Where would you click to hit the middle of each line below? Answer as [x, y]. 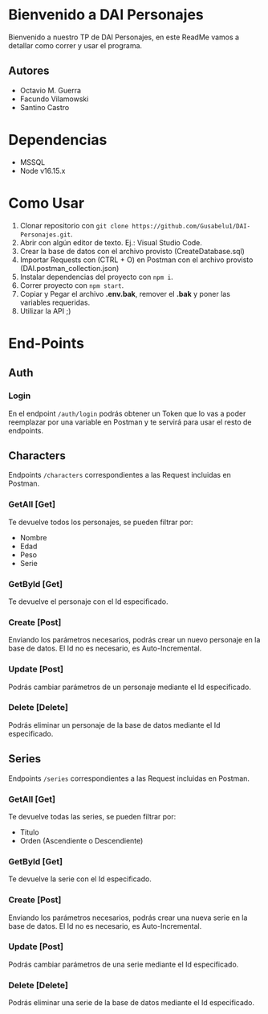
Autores [29, 71]
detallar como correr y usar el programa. [75, 45]
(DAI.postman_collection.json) [69, 268]
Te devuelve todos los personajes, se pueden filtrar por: [101, 522]
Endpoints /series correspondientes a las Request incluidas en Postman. [129, 778]
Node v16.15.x [43, 170]
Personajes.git [45, 235]
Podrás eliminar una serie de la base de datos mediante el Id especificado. [132, 1003]
